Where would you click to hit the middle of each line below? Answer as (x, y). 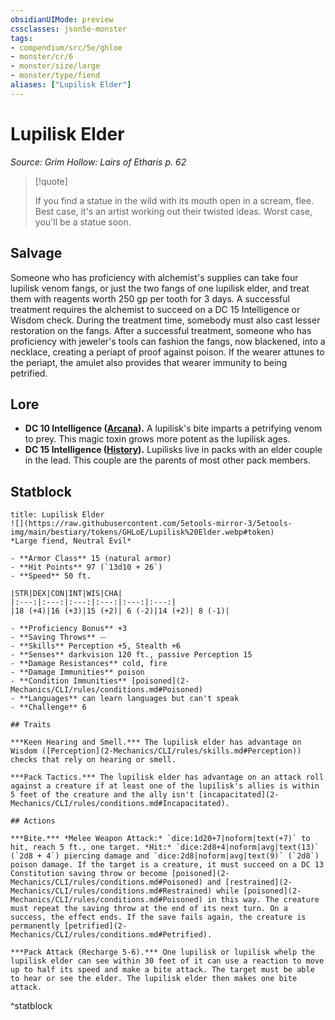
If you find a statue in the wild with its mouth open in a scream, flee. (174, 200)
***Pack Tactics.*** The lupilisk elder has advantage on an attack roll (167, 777)
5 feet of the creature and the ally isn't (102, 795)
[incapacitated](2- (239, 795)
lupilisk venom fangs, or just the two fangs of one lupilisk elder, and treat (160, 288)
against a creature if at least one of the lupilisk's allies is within (165, 786)
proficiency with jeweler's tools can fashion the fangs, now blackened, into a (168, 341)
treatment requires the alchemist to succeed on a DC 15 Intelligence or (155, 309)
